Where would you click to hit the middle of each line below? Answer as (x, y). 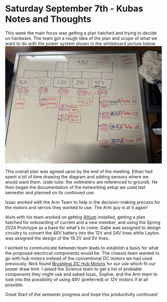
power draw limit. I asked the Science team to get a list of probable (74, 269)
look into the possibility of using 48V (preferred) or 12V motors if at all (77, 279)
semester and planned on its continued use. (50, 192)
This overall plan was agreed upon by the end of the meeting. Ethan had (79, 171)
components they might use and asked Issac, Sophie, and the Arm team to (82, 274)
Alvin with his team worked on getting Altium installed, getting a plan (75, 217)
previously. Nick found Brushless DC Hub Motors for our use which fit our (81, 263)
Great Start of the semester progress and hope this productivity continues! (82, 294)
